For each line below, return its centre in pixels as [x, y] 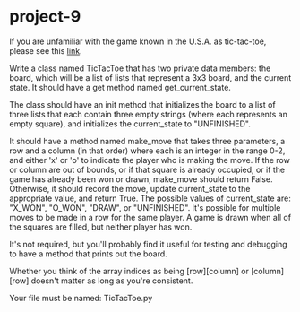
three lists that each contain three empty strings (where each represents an [149, 114]
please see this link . [46, 50]
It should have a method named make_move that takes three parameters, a [147, 141]
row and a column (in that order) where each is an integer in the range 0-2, [147, 151]
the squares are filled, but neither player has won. [101, 227]
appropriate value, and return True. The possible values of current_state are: [150, 198]
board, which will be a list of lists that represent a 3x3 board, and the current [150, 77]
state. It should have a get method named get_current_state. [120, 87]
